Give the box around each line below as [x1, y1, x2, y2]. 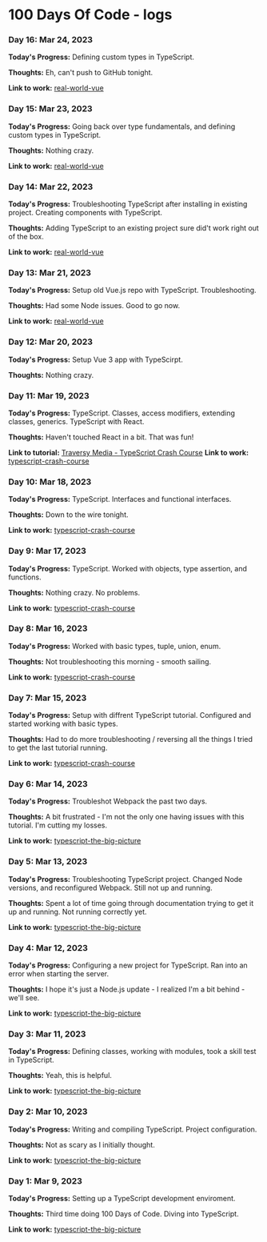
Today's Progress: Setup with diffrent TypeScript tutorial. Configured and [8, 711, 252, 720]
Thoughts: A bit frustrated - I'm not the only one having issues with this [8, 812, 245, 822]
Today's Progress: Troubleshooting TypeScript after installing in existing [8, 199, 248, 209]
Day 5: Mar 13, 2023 [8, 856, 88, 867]
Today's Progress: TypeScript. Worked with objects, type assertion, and [8, 563, 248, 573]
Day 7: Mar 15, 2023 [8, 692, 87, 703]
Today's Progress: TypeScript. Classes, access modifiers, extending [8, 408, 236, 418]
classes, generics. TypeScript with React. [8, 416, 145, 426]
